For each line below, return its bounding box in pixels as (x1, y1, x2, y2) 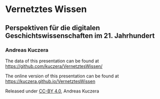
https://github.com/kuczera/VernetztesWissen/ (5, 63, 103, 69)
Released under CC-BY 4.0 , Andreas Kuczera (5, 88, 100, 94)
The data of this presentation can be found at (5, 58, 99, 64)
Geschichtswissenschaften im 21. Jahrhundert (5, 31, 155, 40)
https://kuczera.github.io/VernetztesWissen (5, 78, 96, 84)
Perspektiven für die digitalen (5, 24, 100, 32)
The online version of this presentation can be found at (5, 73, 119, 79)
